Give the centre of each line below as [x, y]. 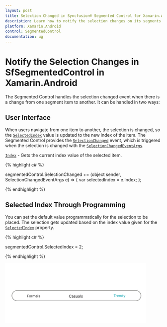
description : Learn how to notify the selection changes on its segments [83, 21]
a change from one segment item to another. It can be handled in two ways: [83, 102]
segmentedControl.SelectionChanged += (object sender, [63, 174]
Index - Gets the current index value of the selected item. [64, 155]
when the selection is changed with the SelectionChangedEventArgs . [74, 145]
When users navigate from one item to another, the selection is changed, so [83, 130]
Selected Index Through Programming [65, 205]
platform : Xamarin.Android [33, 26]
